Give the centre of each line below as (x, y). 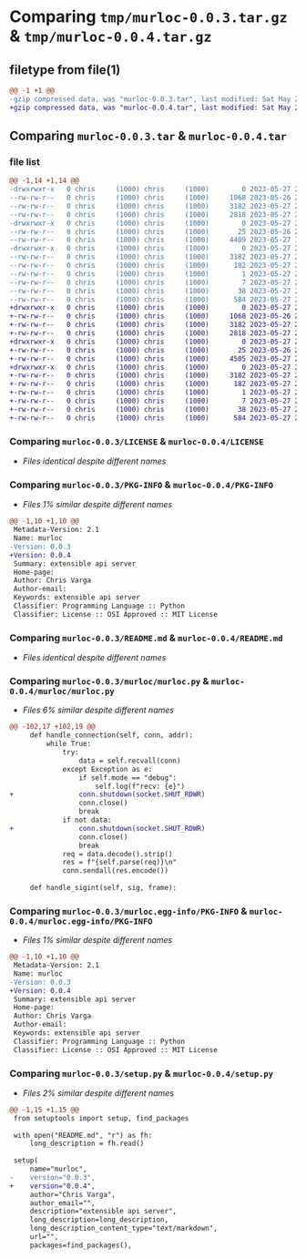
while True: (69, 744)
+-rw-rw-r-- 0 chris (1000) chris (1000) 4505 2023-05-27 (150, 358)
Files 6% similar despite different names (98, 710)
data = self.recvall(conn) (130, 761)
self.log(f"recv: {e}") (140, 786)
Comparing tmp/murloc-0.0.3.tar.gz (149, 17)
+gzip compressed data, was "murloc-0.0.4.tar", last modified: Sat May (150, 107)
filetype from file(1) (65, 70)
